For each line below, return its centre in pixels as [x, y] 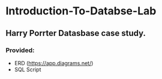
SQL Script [28, 69]
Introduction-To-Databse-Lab [81, 11]
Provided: [20, 50]
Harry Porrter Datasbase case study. [76, 33]
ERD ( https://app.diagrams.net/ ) [54, 63]
